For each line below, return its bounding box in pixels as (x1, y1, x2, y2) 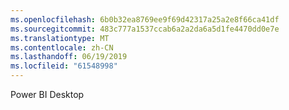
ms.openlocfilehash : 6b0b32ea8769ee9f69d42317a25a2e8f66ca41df (10, 14, 280, 25)
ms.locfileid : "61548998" (10, 61, 118, 71)
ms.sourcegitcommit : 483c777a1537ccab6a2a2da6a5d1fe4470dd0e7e (10, 24, 280, 34)
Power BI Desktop (10, 89, 85, 100)
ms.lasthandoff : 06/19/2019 (10, 52, 128, 62)
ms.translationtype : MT (10, 33, 110, 43)
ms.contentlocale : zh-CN (10, 42, 114, 53)
